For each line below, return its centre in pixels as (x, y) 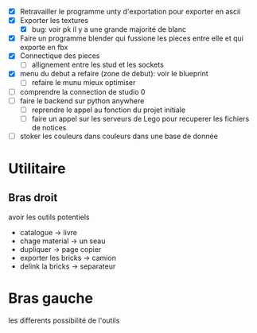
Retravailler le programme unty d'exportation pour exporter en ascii (130, 12)
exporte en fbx (44, 48)
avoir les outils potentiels (49, 217)
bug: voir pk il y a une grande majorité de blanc (109, 29)
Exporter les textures (54, 21)
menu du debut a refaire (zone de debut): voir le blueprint (114, 74)
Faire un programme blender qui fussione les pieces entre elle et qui (132, 38)
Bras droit (33, 198)
